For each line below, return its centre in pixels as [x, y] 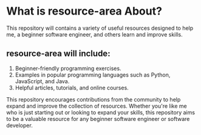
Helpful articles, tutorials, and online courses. [72, 88]
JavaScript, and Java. [42, 81]
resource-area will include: [58, 54]
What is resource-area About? [84, 11]
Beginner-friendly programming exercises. [68, 68]
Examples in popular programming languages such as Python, [93, 75]
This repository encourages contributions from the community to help [94, 99]
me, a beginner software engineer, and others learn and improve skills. [95, 34]
